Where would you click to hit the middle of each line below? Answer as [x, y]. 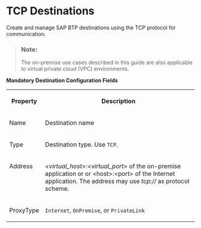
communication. [26, 34]
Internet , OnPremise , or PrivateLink [95, 211]
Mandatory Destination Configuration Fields [62, 80]
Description [118, 101]
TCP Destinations [50, 11]
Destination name [69, 123]
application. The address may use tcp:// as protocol [117, 181]
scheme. [57, 189]
